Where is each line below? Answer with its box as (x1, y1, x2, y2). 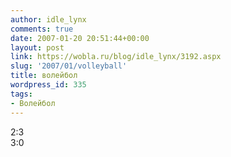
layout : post (10, 42, 65, 53)
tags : (10, 89, 33, 99)
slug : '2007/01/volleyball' (10, 61, 128, 71)
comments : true (10, 24, 74, 34)
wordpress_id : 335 (10, 80, 87, 90)
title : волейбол (10, 71, 78, 81)
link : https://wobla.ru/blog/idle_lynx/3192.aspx (10, 52, 222, 62)
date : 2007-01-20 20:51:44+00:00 (10, 33, 150, 43)
